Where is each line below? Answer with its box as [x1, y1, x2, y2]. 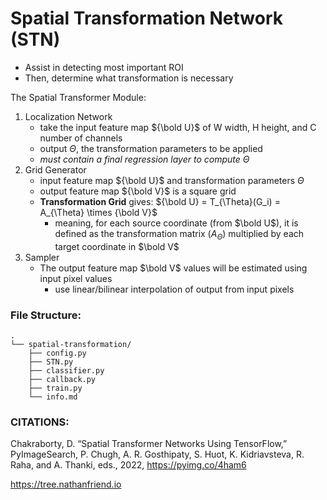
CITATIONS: [10, 415, 70, 429]
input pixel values [39, 272, 113, 284]
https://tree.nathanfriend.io [10, 478, 122, 491]
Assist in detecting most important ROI [24, 61, 184, 73]
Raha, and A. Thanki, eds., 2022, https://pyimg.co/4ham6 [10, 459, 247, 471]
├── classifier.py [28, 366, 105, 376]
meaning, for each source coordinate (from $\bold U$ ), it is [54, 217, 299, 229]
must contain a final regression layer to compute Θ [39, 153, 250, 165]
